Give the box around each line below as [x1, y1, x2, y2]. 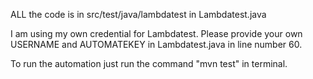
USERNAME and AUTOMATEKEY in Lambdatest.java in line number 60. [10, 39, 303, 50]
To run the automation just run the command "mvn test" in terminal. [10, 58, 288, 69]
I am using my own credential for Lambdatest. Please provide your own [10, 28, 303, 39]
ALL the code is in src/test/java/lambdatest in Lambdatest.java [10, 9, 267, 20]
